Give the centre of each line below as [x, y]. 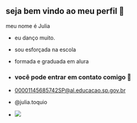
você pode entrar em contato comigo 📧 [73, 77]
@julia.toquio [31, 102]
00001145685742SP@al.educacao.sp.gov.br [70, 90]
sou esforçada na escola [45, 49]
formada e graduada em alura [52, 61]
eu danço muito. [35, 38]
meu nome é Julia [28, 26]
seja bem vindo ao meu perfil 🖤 [65, 11]
